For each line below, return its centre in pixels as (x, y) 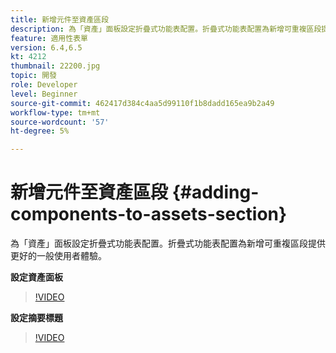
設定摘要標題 (36, 318)
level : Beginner (44, 94)
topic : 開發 (33, 76)
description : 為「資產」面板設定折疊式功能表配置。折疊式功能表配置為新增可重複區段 (166, 29)
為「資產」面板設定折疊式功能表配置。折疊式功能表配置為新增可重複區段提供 (168, 243)
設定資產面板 (36, 277)
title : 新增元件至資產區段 (60, 19)
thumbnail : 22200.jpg (55, 66)
